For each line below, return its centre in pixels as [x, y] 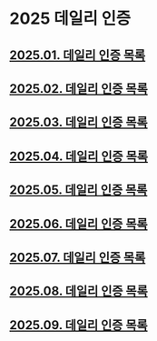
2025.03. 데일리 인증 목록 [78, 122]
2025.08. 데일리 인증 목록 [78, 291]
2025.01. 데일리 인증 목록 [78, 55]
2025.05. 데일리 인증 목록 [78, 191]
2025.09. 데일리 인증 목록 [78, 325]
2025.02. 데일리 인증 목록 [78, 89]
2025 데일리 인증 [70, 19]
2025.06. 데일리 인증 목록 [78, 224]
